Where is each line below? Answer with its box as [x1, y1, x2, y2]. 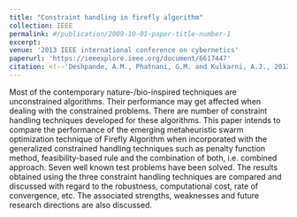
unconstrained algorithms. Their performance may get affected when [9, 96, 262, 106]
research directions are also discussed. [9, 199, 153, 210]
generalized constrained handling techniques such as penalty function [9, 143, 266, 153]
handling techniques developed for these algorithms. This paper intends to [9, 114, 281, 125]
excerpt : [9, 37, 42, 47]
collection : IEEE [9, 21, 73, 30]
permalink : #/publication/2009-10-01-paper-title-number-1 [9, 29, 232, 38]
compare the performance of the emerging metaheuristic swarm [9, 124, 244, 135]
